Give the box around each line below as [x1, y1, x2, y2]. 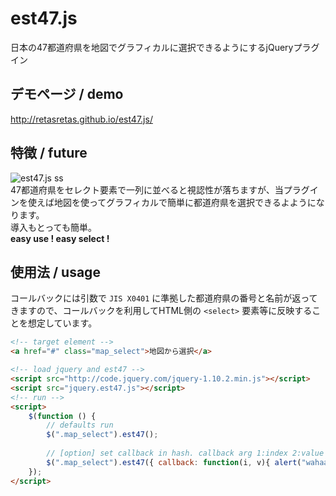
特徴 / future [10, 145, 88, 162]
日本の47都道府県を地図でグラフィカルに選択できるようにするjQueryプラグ [10, 41, 320, 53]
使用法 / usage [10, 263, 101, 281]
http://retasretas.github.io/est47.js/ [10, 113, 153, 125]
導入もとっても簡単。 [10, 221, 97, 233]
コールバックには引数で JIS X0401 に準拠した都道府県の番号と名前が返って [10, 292, 318, 304]
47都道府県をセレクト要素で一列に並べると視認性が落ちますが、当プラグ [10, 183, 310, 196]
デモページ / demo [10, 86, 124, 103]
